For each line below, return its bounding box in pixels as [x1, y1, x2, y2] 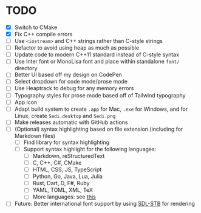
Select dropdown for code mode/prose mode [14, 78, 128, 85]
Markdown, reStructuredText [32, 152, 105, 159]
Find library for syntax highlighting [23, 139, 110, 146]
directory [14, 65, 38, 72]
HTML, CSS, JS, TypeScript [32, 166, 102, 173]
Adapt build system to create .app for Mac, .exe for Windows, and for [14, 105, 188, 113]
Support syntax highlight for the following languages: [23, 145, 157, 152]
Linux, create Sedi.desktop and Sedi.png [14, 112, 116, 119]
